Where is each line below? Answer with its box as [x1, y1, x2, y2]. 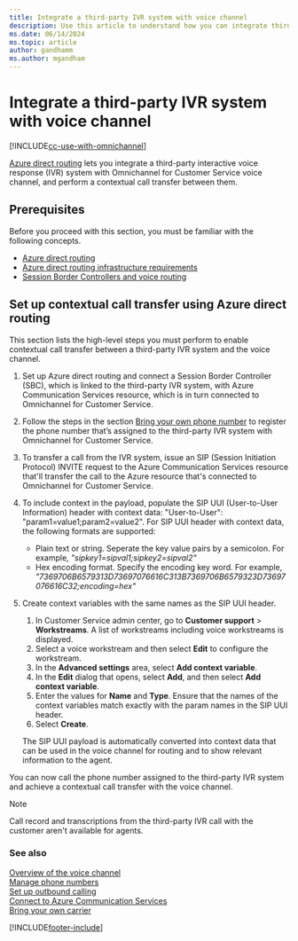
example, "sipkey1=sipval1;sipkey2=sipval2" [35, 552, 197, 563]
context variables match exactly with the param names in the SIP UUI [35, 700, 288, 710]
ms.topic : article [9, 37, 77, 47]
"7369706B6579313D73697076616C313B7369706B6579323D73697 [35, 571, 286, 582]
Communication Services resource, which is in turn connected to [21, 389, 260, 400]
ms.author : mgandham [9, 54, 86, 63]
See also [9, 847, 47, 859]
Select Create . [35, 718, 89, 729]
